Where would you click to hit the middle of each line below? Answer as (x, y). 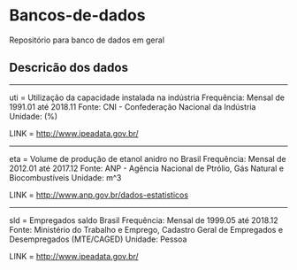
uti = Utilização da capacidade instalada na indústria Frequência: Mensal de (147, 97)
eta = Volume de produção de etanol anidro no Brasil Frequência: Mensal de (148, 158)
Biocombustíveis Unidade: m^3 (65, 177)
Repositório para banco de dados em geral (87, 40)
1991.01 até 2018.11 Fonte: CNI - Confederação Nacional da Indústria (133, 106)
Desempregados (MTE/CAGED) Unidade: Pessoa (98, 239)
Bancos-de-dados (77, 15)
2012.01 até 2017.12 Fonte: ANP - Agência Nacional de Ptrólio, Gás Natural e (147, 168)
